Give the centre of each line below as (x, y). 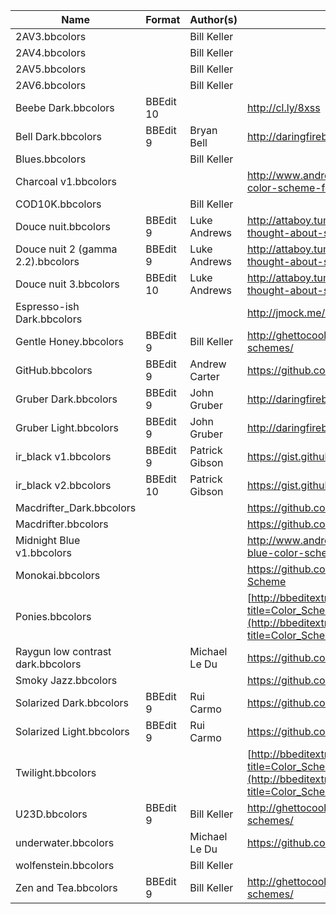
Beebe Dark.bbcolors (65, 107)
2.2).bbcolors (47, 261)
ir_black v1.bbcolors (63, 456)
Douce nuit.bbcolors (63, 226)
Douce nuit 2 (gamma (66, 249)
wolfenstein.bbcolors (65, 865)
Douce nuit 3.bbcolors (67, 284)
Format (163, 19)
